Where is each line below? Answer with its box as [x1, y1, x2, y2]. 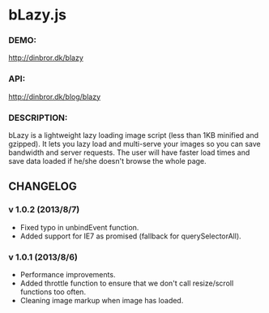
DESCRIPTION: [8, 112, 68, 123]
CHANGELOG [8, 180, 77, 194]
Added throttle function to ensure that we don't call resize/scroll [19, 278, 234, 289]
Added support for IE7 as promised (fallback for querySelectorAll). [19, 231, 241, 241]
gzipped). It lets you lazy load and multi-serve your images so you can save [8, 139, 261, 149]
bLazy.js [8, 6, 67, 24]
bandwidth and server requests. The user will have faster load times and [8, 148, 250, 157]
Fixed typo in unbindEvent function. [19, 222, 139, 232]
